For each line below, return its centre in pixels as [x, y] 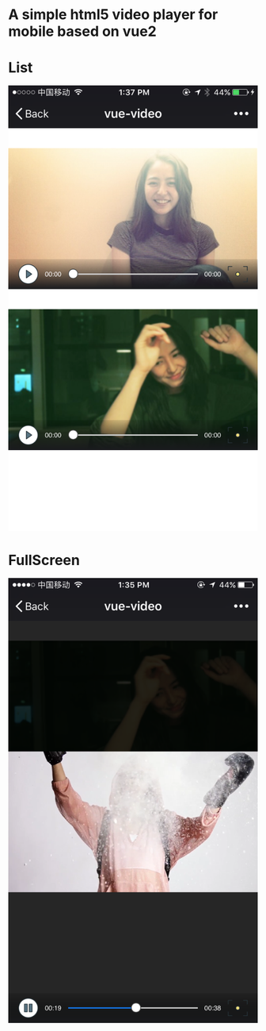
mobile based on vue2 [82, 31]
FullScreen [44, 560]
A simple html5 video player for [113, 15]
